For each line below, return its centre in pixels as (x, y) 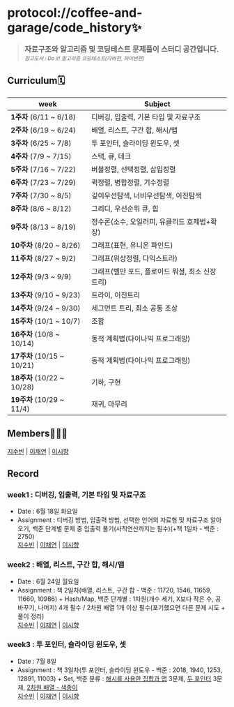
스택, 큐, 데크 (111, 156)
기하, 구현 (106, 382)
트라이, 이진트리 (116, 295)
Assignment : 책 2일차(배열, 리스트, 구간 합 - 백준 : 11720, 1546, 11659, (115, 590)
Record (23, 474)
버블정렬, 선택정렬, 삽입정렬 (134, 169)
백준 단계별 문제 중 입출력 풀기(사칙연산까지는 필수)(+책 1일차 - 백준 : (126, 529)
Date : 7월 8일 (37, 661)
